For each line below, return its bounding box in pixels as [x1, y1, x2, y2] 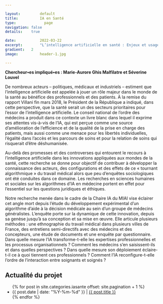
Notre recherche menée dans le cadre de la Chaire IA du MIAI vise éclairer [5, 195, 154, 201]
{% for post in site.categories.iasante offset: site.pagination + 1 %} [12, 284, 145, 290]
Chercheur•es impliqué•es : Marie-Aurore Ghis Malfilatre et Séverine [5, 69, 147, 75]
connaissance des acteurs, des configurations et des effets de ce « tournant [5, 165, 158, 171]
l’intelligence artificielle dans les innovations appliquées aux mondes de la [5, 155, 153, 160]
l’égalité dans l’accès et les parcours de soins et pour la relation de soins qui [5, 135, 157, 141]
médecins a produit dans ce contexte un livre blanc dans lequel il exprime [5, 114, 152, 120]
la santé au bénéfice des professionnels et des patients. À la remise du [5, 94, 147, 100]
